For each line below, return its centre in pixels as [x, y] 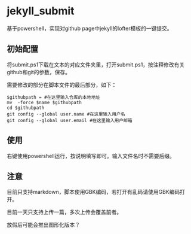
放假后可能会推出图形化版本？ [43, 225]
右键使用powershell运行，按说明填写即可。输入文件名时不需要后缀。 [91, 156]
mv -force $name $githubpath [44, 102]
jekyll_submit [41, 11]
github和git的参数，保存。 [39, 72]
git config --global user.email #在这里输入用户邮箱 [70, 120]
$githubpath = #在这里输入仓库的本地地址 [54, 97]
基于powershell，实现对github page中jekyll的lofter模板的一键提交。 [90, 28]
